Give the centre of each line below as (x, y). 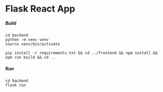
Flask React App (40, 9)
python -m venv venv (27, 40)
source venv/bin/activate (32, 44)
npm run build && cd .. (30, 58)
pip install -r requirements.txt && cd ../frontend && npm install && (81, 53)
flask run (16, 85)
